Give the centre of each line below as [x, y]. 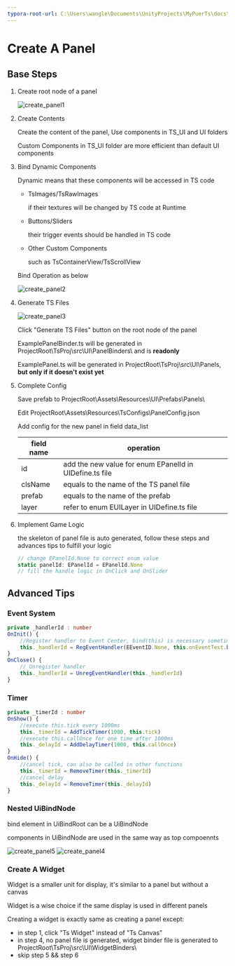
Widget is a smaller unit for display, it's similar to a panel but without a [108, 885]
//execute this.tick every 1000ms [70, 725]
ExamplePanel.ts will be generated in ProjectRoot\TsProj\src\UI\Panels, [119, 364]
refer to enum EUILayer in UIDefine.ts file [130, 507]
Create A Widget [36, 869]
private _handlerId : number [50, 628]
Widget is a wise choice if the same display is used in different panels [107, 906]
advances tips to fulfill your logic [64, 545]
